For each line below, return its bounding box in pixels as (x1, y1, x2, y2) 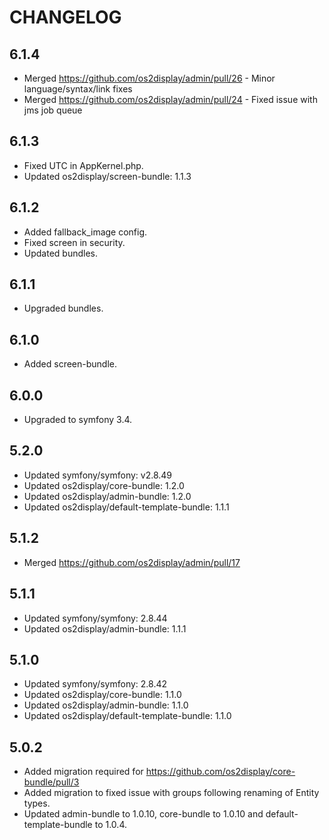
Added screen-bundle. (23, 358, 118, 370)
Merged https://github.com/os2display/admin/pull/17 (23, 556, 241, 568)
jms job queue (23, 104, 83, 116)
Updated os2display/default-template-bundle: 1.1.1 (23, 501, 230, 513)
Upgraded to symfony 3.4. (23, 414, 133, 426)
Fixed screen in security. (23, 236, 126, 248)
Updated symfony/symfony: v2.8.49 (23, 469, 173, 481)
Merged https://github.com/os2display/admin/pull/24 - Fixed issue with (23, 94, 318, 105)
